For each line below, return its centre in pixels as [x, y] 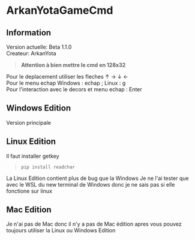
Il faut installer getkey [33, 156]
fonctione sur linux [29, 191]
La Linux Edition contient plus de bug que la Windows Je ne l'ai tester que [97, 178]
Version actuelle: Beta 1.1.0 [39, 47]
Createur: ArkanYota [31, 53]
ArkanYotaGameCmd [60, 10]
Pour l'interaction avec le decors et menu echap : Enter [74, 89]
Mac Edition [29, 210]
